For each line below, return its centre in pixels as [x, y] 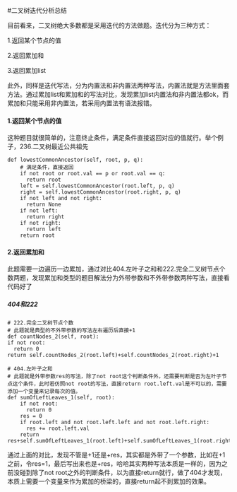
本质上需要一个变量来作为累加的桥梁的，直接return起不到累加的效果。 [109, 481]
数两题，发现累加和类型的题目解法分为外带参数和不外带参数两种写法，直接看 [119, 278]
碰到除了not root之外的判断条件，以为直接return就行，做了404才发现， [123, 473]
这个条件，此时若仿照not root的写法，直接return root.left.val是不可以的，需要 [120, 384]
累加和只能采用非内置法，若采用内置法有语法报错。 [81, 103]
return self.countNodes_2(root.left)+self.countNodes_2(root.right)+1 [113, 356]
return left [43, 229]
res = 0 [31, 416]
